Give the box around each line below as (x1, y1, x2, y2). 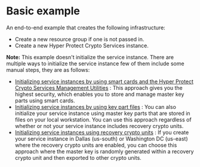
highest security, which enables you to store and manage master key (14, 90, 184, 98)
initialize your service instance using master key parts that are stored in (14, 110, 190, 117)
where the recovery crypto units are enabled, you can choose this (14, 141, 177, 148)
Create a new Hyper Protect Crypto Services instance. (14, 42, 149, 49)
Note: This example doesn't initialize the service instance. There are (6, 53, 174, 60)
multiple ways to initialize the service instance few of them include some (6, 60, 184, 67)
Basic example (6, 4, 81, 18)
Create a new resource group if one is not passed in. (14, 35, 144, 42)
